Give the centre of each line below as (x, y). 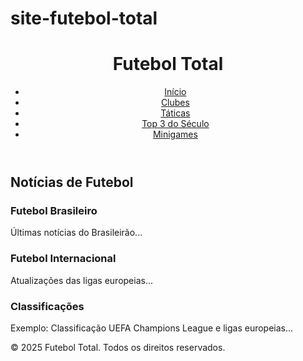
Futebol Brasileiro (54, 211)
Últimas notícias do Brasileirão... (76, 233)
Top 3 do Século (175, 124)
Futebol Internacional (63, 259)
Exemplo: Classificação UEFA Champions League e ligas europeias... (152, 328)
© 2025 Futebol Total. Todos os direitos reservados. (118, 348)
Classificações (47, 306)
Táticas (175, 113)
